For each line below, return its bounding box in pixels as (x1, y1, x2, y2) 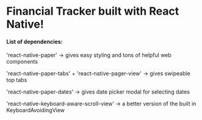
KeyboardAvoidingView (6, 107, 65, 114)
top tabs (6, 77, 27, 84)
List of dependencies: (6, 38, 63, 45)
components (6, 58, 38, 66)
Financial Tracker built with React (6, 4, 179, 18)
